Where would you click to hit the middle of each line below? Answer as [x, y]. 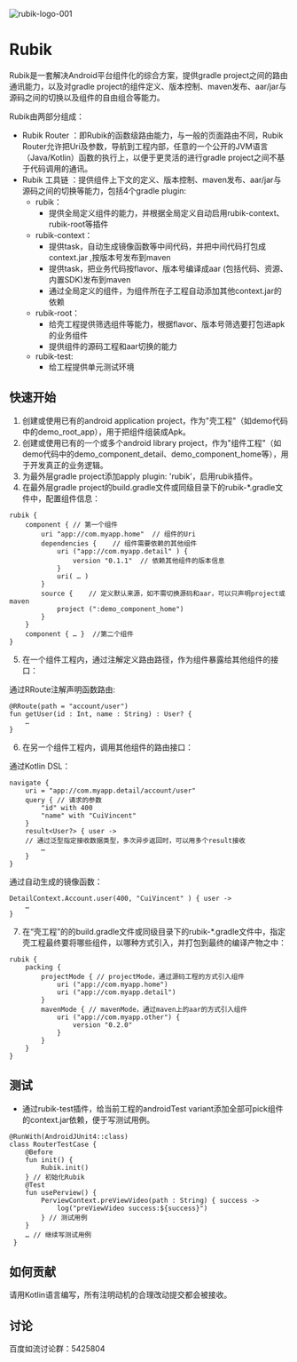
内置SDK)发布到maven [90, 279]
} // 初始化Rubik [55, 1177]
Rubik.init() [65, 1167]
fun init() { [49, 1159]
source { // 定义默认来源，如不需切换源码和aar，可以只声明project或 [163, 593]
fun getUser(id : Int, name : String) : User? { [101, 714]
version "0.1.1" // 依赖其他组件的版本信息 [148, 561]
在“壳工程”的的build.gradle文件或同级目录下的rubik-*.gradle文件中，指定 [154, 931]
